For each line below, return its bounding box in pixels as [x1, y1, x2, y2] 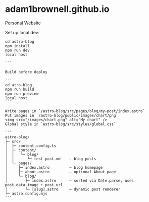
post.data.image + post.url [5, 182, 63, 187]
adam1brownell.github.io [5, 3, 110, 15]
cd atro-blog [5, 82, 32, 87]
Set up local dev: [5, 29, 40, 35]
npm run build [5, 87, 35, 92]
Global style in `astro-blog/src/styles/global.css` [5, 122, 116, 127]
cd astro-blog [5, 39, 35, 44]
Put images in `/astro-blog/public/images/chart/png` [5, 113, 119, 118]
